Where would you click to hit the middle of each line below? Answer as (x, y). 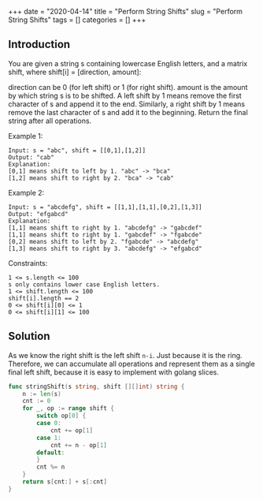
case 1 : (49, 438)
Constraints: (28, 263)
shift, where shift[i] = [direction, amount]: (75, 72)
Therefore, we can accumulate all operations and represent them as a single (132, 364)
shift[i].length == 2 (44, 298)
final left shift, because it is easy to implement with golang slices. (113, 372)
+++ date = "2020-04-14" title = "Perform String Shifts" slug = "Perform (125, 11)
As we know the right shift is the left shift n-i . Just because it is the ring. (125, 355)
